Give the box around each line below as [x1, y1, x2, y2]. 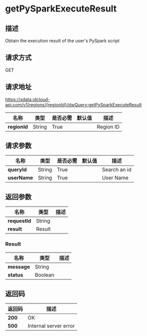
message [7, 263, 30, 270]
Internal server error [27, 322, 75, 329]
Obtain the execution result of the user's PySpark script [5, 38, 120, 43]
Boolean [34, 271, 54, 278]
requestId [7, 217, 31, 224]
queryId [7, 166, 27, 173]
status [7, 271, 23, 278]
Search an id [101, 166, 131, 173]
